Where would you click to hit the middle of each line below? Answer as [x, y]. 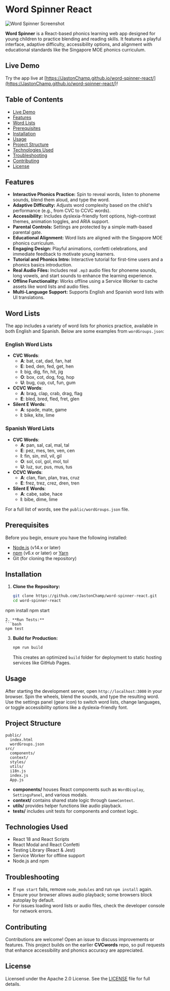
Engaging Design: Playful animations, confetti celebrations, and [80, 249]
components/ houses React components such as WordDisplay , [79, 789]
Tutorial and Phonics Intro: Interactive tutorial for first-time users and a [88, 259]
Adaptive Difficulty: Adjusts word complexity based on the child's [82, 205]
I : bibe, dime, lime [39, 499]
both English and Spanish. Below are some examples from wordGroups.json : [85, 331]
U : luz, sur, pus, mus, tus [46, 467]
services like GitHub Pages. [42, 663]
